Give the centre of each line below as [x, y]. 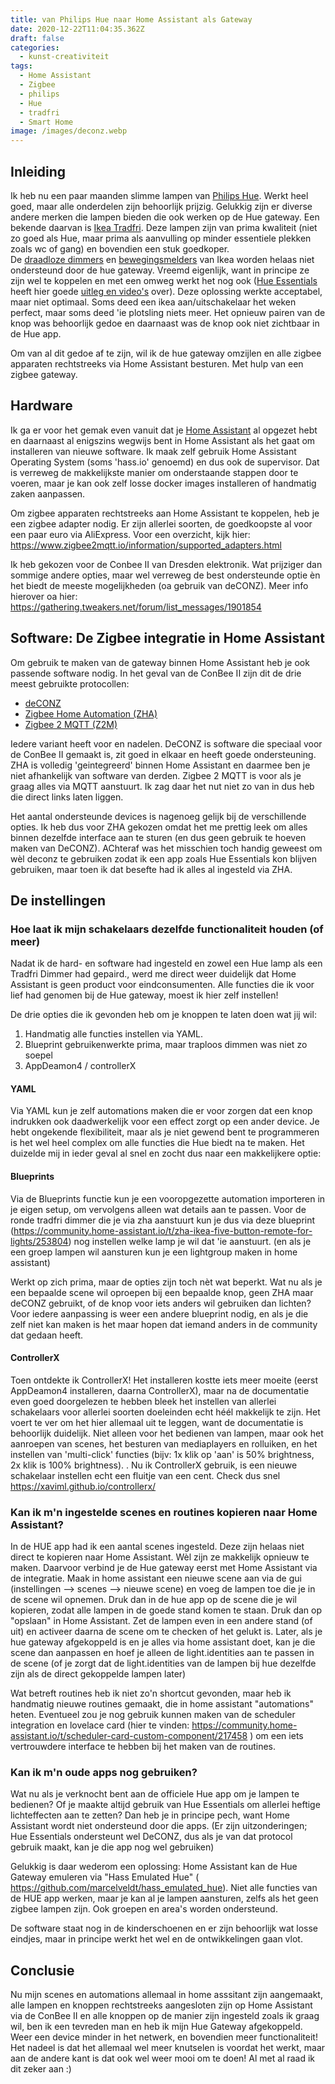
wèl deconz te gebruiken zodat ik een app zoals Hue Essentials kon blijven [164, 858]
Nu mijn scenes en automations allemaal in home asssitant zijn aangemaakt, [166, 1995]
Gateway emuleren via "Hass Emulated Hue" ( [105, 1877]
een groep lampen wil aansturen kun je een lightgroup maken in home [154, 1252]
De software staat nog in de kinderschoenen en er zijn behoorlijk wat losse [164, 1928]
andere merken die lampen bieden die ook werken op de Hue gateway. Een [165, 217]
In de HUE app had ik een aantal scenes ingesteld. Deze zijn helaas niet [157, 1547]
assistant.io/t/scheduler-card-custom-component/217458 [129, 1736]
